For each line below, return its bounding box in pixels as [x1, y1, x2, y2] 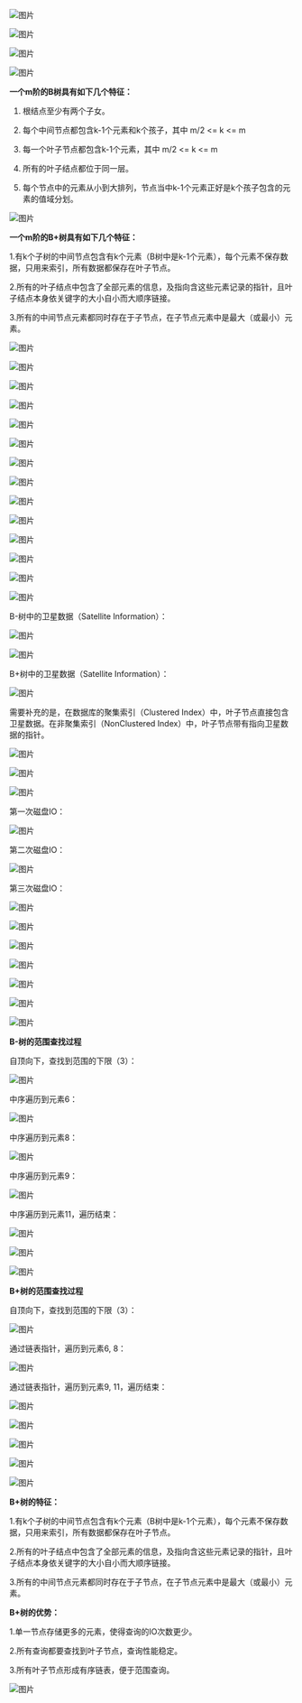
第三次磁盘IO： [9, 883, 66, 893]
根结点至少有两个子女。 [22, 106, 110, 116]
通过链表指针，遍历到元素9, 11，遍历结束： [9, 1382, 168, 1392]
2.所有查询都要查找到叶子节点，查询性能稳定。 [9, 1645, 183, 1656]
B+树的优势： [9, 1607, 60, 1617]
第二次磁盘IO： [9, 845, 66, 855]
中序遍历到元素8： [9, 1133, 78, 1143]
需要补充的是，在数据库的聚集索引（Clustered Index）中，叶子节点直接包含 [9, 707, 289, 717]
